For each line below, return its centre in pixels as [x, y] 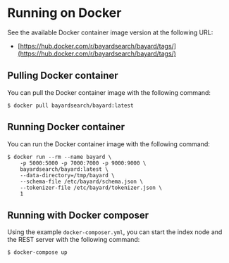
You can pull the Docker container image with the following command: [109, 92]
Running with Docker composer [78, 215]
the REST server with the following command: [74, 240]
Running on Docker [64, 13]
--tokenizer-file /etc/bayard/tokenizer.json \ [91, 188]
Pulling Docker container [63, 76]
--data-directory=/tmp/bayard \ [67, 175]
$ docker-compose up [38, 252]
